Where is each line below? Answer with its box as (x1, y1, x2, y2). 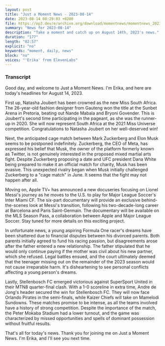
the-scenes (5, 202, 28, 208)
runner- (141, 115, 157, 121)
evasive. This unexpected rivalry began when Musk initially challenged (5, 167, 148, 173)
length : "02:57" (5, 39, 38, 44)
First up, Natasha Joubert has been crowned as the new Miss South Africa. (5, 99, 157, 106)
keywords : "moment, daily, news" (5, 48, 74, 53)
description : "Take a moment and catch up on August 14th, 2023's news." (5, 30, 160, 35)
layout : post (5, 7, 32, 12)
